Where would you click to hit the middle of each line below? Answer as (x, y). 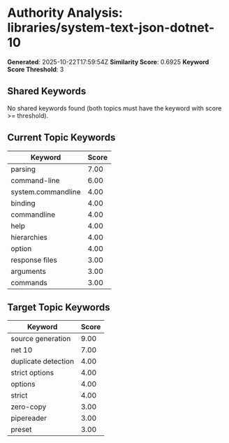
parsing (23, 169)
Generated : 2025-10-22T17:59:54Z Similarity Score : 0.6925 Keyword (108, 61)
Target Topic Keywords (59, 307)
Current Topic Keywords (61, 138)
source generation (41, 339)
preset (21, 430)
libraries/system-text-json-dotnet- (111, 28)
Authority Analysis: (65, 13)
